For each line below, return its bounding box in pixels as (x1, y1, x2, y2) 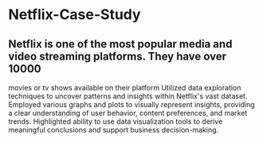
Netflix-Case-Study (8, 6, 141, 24)
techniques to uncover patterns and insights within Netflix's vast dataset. (8, 91, 248, 101)
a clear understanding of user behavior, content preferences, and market (8, 109, 248, 117)
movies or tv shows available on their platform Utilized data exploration (8, 83, 241, 92)
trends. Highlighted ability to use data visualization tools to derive (8, 117, 223, 126)
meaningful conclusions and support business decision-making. (8, 125, 219, 134)
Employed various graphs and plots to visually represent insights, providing (8, 100, 255, 109)
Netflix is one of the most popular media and (8, 37, 233, 51)
